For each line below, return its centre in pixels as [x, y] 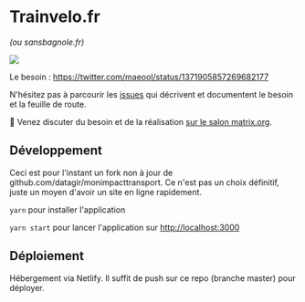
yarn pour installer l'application [68, 209]
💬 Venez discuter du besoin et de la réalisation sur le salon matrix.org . [141, 121]
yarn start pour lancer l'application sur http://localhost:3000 [125, 227]
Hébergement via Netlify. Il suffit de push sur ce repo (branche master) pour [152, 278]
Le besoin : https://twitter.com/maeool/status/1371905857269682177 [139, 77]
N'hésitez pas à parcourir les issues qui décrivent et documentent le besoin [152, 94]
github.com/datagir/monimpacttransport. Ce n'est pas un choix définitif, [145, 182]
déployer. [27, 287]
